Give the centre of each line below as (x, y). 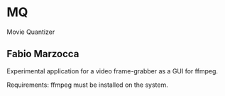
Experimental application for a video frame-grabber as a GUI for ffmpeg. (112, 71)
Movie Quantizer (31, 32)
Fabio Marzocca (43, 54)
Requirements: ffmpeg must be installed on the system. (87, 85)
